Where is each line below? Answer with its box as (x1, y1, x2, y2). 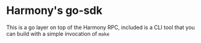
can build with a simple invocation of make (6, 30, 110, 37)
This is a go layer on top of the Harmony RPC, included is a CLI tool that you (6, 24, 195, 31)
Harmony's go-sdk (6, 4, 103, 18)
